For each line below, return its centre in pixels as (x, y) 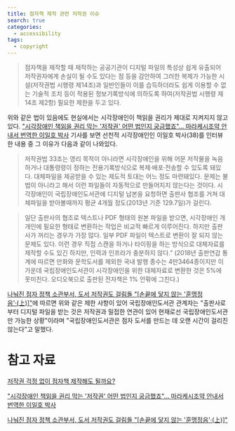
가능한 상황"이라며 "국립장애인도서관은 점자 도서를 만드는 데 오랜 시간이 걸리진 (121, 320)
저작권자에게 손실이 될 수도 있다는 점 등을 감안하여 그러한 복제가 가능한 (121, 76)
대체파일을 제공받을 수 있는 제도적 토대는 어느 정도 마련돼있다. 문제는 (127, 176)
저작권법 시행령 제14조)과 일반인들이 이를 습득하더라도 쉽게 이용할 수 (126, 85)
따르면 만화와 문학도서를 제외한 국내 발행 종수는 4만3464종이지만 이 (131, 262)
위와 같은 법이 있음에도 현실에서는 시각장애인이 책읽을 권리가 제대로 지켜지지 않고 (118, 117)
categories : (25, 27)
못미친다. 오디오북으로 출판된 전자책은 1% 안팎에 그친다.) (102, 279)
